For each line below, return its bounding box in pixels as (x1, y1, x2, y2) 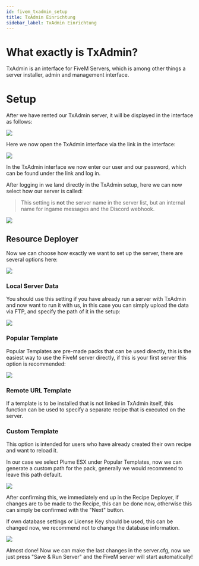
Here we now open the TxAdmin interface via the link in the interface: (6, 141, 176, 148)
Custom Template (6, 427, 59, 435)
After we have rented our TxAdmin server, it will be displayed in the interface (6, 112, 194, 119)
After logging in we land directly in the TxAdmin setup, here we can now (6, 181, 182, 188)
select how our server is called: (6, 188, 83, 195)
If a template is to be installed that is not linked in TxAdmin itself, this (6, 400, 173, 407)
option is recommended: (6, 360, 67, 367)
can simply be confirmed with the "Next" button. (6, 507, 125, 514)
